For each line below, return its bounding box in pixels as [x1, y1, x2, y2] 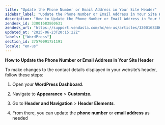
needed [12, 115, 28, 121]
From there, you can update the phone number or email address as [12, 110, 150, 116]
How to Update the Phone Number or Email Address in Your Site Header [5, 57, 154, 63]
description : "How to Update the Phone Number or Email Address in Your [5, 16, 157, 21]
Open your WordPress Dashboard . [12, 81, 83, 87]
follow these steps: [5, 72, 43, 77]
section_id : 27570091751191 [5, 39, 63, 44]
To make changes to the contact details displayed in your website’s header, [5, 67, 157, 73]
